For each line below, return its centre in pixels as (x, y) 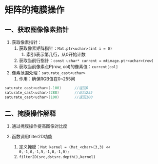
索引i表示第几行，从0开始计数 (56, 54)
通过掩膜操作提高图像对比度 (39, 126)
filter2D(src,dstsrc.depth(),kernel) (57, 157)
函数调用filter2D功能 (32, 137)
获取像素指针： (27, 42)
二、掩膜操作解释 (30, 113)
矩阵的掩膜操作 (35, 10)
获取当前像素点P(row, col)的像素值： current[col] (69, 67)
